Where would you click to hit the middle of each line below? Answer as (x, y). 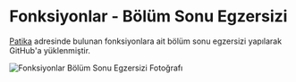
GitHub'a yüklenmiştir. (50, 50)
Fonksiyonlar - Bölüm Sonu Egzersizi (148, 16)
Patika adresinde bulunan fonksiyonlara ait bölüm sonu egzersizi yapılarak (146, 41)
